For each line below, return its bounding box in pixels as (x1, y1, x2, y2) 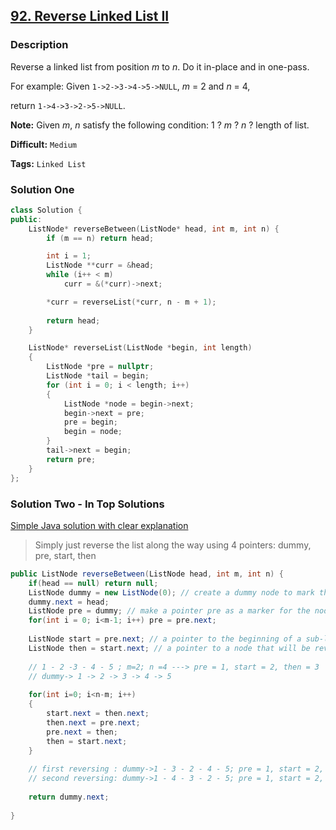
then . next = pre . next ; (46, 717, 141, 728)
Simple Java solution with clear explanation (10, 519, 189, 531)
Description (10, 38, 69, 52)
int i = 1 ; (46, 251, 92, 261)
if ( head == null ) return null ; (28, 578, 159, 588)
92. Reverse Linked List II (10, 8, 170, 25)
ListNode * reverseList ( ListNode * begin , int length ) (28, 343, 253, 353)
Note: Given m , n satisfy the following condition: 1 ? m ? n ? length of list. (10, 119, 310, 131)
